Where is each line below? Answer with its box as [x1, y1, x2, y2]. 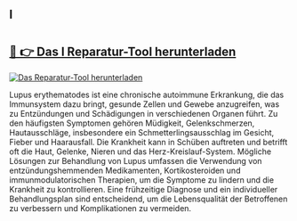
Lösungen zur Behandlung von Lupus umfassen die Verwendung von [9, 156, 262, 166]
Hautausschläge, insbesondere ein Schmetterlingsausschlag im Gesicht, [9, 127, 275, 137]
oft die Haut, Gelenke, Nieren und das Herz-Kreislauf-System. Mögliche [9, 146, 272, 157]
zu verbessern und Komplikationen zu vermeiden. [9, 203, 192, 213]
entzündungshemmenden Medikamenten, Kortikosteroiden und [9, 165, 241, 176]
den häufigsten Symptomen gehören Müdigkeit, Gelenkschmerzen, [9, 118, 255, 128]
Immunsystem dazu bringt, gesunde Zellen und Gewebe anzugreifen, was [9, 99, 280, 110]
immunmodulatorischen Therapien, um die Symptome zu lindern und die [9, 175, 274, 185]
